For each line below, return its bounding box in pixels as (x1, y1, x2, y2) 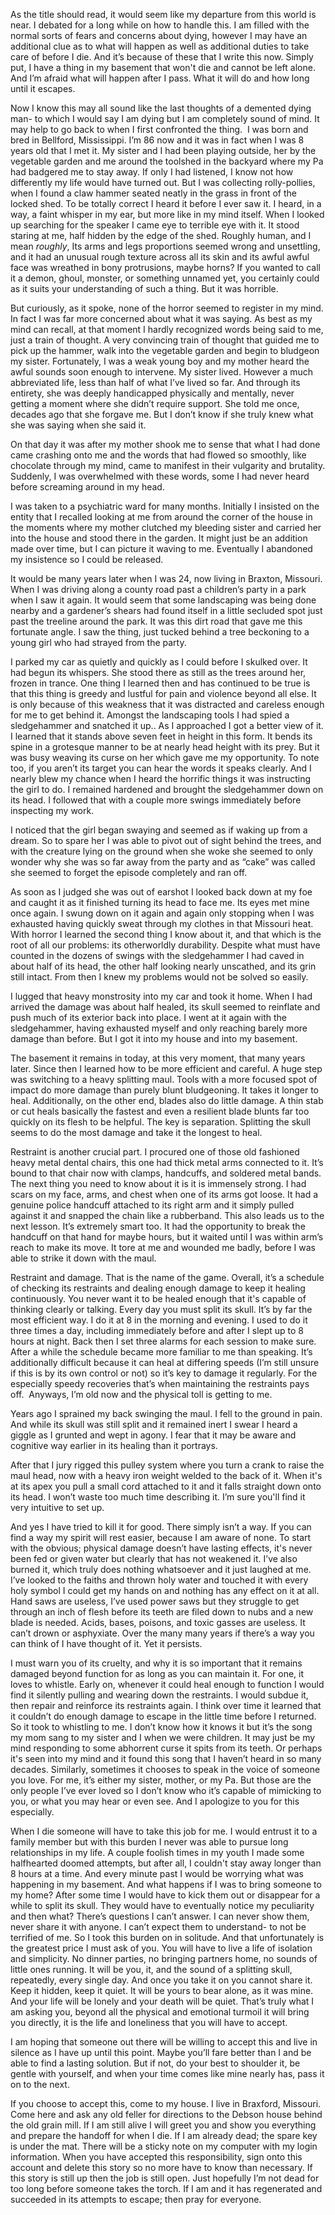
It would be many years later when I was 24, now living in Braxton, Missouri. (10, 573, 323, 584)
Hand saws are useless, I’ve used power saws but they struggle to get (10, 1595, 300, 1607)
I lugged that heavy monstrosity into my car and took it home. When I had (10, 990, 313, 1002)
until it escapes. (10, 83, 76, 94)
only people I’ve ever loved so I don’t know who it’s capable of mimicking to (10, 1785, 322, 1796)
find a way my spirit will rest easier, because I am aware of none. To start (10, 1532, 312, 1543)
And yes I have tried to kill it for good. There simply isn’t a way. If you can (10, 1521, 312, 1533)
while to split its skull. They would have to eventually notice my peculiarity (10, 1900, 315, 1911)
